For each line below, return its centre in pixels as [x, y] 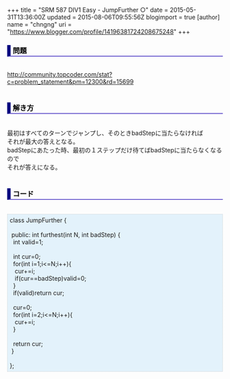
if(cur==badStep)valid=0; [51, 278]
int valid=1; [28, 241]
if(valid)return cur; [39, 293]
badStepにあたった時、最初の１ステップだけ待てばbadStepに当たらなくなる [115, 150]
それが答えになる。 [34, 167]
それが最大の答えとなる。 [43, 141]
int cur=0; [27, 257]
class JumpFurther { [38, 220]
